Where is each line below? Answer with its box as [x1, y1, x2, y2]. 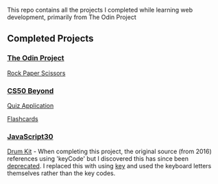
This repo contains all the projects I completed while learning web [7, 6, 193, 14]
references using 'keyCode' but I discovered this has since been [7, 155, 189, 163]
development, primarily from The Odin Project [7, 13, 136, 21]
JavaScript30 [7, 131, 53, 141]
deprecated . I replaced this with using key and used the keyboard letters [7, 162, 212, 170]
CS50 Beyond [7, 86, 54, 95]
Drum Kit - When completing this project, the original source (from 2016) [7, 147, 213, 156]
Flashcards [7, 114, 39, 122]
